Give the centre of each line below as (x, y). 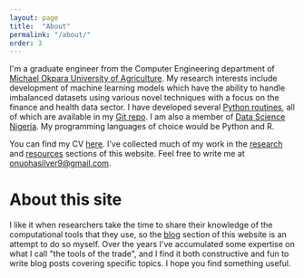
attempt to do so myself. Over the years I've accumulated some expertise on (152, 244)
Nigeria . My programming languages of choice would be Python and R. (142, 127)
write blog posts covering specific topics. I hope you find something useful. (151, 264)
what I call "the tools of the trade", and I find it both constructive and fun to (149, 254)
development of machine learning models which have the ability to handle (147, 88)
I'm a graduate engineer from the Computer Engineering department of (142, 69)
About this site (66, 200)
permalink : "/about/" (50, 34)
